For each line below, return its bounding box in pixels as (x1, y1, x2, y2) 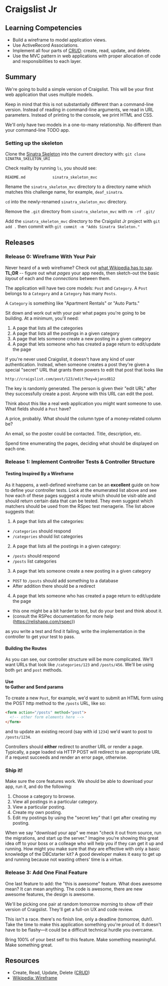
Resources (5, 956, 40, 965)
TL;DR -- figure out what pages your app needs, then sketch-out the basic (5, 270, 159, 276)
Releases (5, 238, 35, 247)
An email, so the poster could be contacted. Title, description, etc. (5, 430, 142, 436)
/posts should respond (12, 553, 60, 559)
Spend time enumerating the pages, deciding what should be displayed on (5, 440, 159, 446)
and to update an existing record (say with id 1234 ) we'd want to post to (5, 728, 152, 735)
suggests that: (5, 508, 35, 514)
